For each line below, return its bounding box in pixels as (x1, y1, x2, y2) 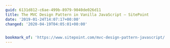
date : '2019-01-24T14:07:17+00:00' (5, 17, 81, 22)
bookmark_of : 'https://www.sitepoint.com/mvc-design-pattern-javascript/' (5, 35, 167, 40)
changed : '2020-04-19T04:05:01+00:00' (5, 21, 88, 27)
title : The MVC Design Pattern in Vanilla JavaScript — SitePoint (5, 12, 149, 17)
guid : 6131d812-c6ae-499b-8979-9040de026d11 (5, 7, 101, 13)
